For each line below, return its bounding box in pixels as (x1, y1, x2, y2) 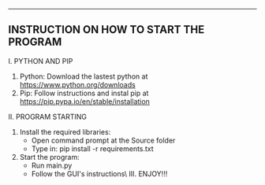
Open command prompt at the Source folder (31, 135, 176, 145)
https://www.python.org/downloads (19, 80, 136, 89)
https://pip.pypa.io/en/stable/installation (19, 96, 150, 106)
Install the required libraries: (19, 127, 111, 136)
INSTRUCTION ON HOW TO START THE (8, 23, 205, 36)
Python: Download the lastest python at (19, 72, 148, 81)
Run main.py (31, 161, 73, 170)
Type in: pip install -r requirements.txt (31, 143, 154, 154)
